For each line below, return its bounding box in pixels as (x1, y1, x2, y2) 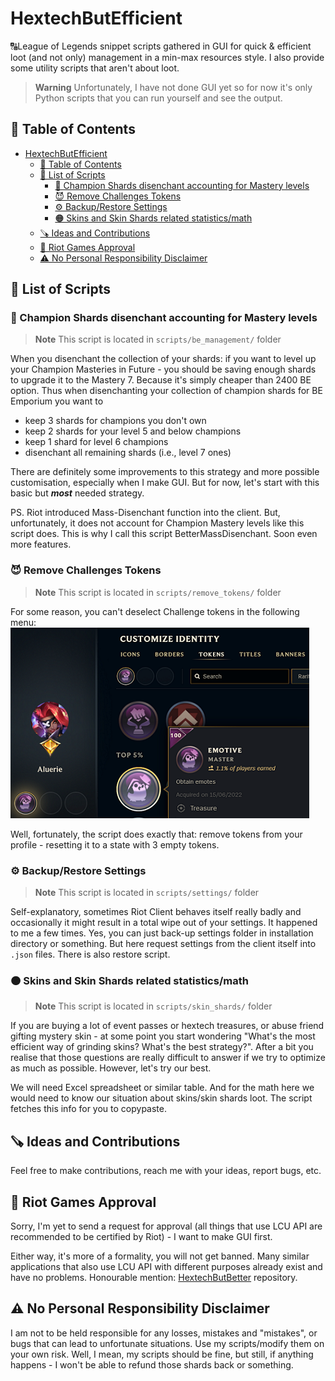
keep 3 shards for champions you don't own (24, 415, 207, 427)
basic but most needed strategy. (10, 487, 145, 499)
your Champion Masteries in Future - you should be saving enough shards (10, 363, 317, 376)
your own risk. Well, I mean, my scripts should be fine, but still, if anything (10, 1348, 314, 1360)
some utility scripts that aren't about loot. (10, 62, 180, 74)
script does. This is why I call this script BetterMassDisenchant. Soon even (10, 528, 318, 540)
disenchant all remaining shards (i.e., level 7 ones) (24, 447, 232, 459)
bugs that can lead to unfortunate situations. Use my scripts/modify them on (10, 1337, 325, 1349)
